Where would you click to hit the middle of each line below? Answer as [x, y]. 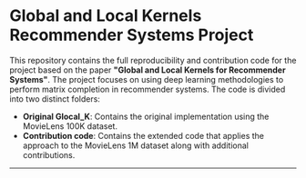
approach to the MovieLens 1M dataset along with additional [135, 145]
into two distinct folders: [55, 99]
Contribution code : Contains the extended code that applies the [143, 135]
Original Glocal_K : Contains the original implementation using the [146, 116]
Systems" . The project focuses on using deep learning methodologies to [147, 79]
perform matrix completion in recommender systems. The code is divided [148, 89]
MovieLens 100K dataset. [70, 126]
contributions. [49, 154]
